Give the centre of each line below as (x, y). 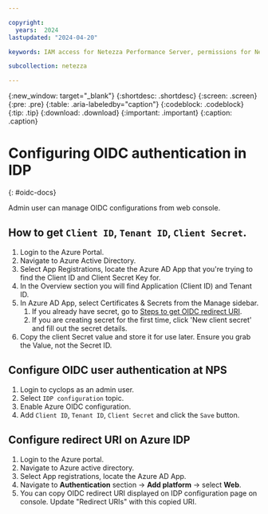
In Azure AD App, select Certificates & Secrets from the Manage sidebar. (139, 303)
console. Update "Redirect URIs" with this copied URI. (108, 501)
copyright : (26, 22)
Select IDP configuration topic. (72, 398)
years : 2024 (37, 30)
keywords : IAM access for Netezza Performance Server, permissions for (130, 52)
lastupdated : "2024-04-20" (53, 37)
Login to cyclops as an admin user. (77, 389)
